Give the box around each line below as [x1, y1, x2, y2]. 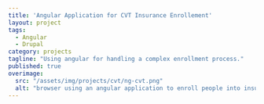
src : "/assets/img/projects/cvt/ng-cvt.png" [15, 77, 163, 84]
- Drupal [15, 41, 44, 48]
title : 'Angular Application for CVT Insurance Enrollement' [8, 11, 213, 20]
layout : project [8, 19, 61, 27]
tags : [8, 26, 26, 34]
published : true [8, 63, 61, 70]
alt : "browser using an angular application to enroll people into [15, 84, 241, 92]
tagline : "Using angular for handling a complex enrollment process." [8, 56, 244, 63]
